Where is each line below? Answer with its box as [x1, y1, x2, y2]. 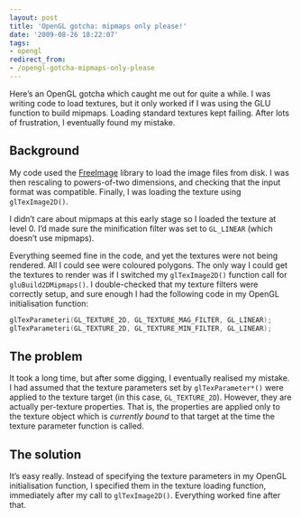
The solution [9, 447, 82, 462]
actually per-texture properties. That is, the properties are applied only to [9, 402, 281, 412]
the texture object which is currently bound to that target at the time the [9, 411, 275, 422]
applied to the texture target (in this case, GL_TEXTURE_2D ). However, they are [9, 392, 292, 402]
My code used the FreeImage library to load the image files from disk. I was [9, 167, 290, 178]
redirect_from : [9, 55, 67, 64]
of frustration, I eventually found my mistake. [9, 116, 176, 127]
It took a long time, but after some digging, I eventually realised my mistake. [9, 373, 290, 383]
